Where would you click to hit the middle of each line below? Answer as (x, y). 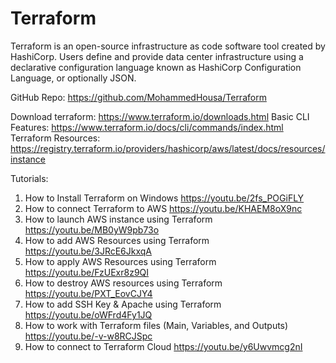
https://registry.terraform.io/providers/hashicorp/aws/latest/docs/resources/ (168, 148)
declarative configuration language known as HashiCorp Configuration (156, 67)
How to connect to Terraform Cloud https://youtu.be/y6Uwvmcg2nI (163, 346)
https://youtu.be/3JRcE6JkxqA (88, 251)
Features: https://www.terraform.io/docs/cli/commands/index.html (147, 127)
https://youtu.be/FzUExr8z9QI (87, 272)
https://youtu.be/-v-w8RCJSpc (88, 336)
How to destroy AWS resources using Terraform (123, 283)
